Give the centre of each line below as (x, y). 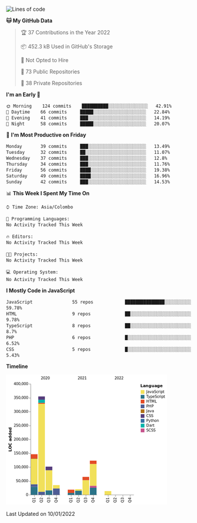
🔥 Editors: (20, 237)
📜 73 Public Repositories (50, 72)
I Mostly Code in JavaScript (41, 290)
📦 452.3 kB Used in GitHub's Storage (67, 46)
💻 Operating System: (32, 272)
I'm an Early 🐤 (23, 94)
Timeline (17, 366)
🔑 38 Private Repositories (51, 83)
